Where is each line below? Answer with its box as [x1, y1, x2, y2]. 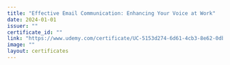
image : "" [7, 41, 36, 48]
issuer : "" [7, 22, 38, 29]
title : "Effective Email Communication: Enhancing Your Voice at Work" [7, 9, 216, 17]
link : [7, 35, 23, 42]
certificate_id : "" [7, 28, 63, 36]
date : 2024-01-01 [7, 16, 57, 23]
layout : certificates [7, 48, 69, 55]
